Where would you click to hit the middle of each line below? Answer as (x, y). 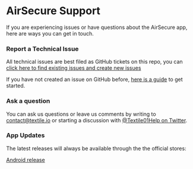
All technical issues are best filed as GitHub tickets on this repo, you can (94, 62)
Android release (26, 160)
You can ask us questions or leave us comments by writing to (81, 114)
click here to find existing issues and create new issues (74, 68)
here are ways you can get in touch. (50, 33)
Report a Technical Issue (42, 48)
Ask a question (28, 101)
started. (16, 86)
